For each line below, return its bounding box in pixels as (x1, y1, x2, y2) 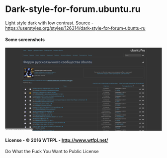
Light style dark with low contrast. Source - (5, 20, 94, 26)
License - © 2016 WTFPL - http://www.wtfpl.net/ (5, 137, 108, 143)
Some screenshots (5, 36, 45, 43)
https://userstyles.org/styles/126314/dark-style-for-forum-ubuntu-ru (5, 25, 146, 31)
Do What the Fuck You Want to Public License (5, 149, 99, 155)
